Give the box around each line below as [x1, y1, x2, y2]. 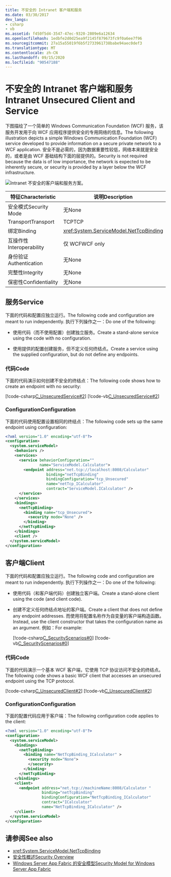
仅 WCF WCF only [63, 241, 105, 248]
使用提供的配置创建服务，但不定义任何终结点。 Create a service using [12, 346, 158, 351]
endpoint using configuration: [5, 424, 67, 430]
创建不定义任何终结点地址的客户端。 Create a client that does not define [12, 606, 163, 613]
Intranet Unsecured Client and [5, 94, 135, 106]
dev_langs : [5, 17, 28, 22]
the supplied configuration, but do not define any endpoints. [12, 351, 139, 358]
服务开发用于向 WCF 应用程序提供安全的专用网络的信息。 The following [5, 129, 154, 135]
